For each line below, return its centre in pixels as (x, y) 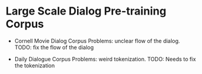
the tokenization (35, 66)
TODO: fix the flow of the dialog (54, 47)
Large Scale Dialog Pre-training (86, 11)
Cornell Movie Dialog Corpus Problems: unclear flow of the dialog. (97, 41)
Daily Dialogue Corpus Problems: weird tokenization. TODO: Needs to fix (105, 59)
